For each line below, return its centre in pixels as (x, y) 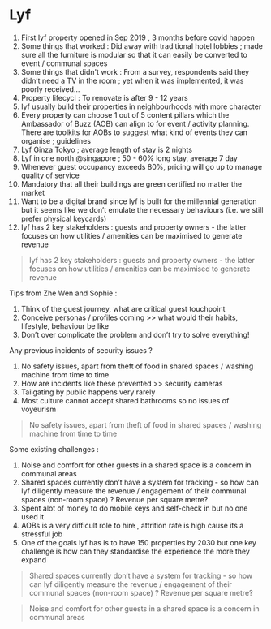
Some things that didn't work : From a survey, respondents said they (135, 71)
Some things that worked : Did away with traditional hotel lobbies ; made (142, 45)
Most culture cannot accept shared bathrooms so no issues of (125, 400)
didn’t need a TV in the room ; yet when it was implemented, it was (132, 80)
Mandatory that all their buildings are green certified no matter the (131, 183)
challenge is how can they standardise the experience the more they (135, 551)
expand (34, 560)
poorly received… (50, 89)
